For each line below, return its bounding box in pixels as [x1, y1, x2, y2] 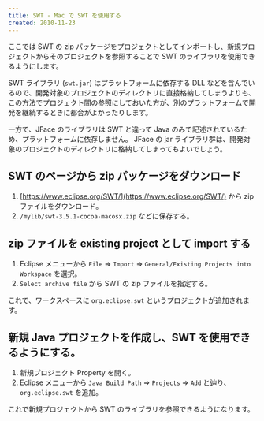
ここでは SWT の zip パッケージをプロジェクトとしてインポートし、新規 [8, 41, 242, 51]
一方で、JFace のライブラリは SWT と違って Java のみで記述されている [8, 124, 241, 134]
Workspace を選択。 [19, 269, 82, 278]
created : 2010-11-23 [8, 19, 76, 27]
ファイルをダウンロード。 [19, 202, 103, 211]
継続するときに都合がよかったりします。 [21, 107, 152, 117]
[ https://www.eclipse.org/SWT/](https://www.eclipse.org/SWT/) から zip [19, 192, 255, 201]
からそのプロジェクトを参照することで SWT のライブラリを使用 [35, 51, 242, 61]
